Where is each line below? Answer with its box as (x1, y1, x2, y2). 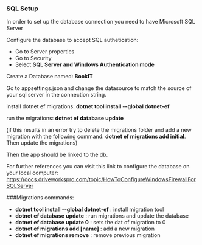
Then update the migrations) (6, 139, 78, 147)
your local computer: (6, 169, 59, 177)
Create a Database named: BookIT (6, 73, 93, 80)
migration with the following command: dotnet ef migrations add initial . (6, 133, 186, 140)
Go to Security (15, 55, 52, 62)
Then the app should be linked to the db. (6, 151, 108, 159)
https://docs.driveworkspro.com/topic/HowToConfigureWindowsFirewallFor (6, 176, 197, 183)
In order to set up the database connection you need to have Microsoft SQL (6, 18, 196, 26)
